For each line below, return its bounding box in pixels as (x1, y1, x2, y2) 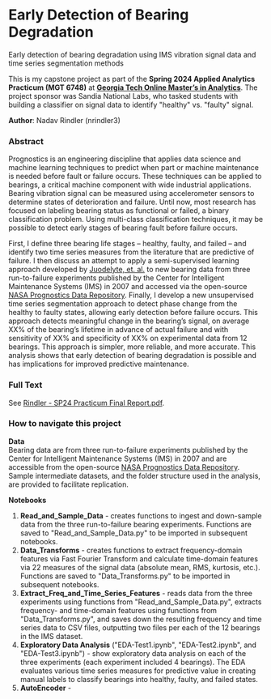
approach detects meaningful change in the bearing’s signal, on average (8, 316, 250, 326)
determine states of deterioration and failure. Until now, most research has (8, 197, 256, 207)
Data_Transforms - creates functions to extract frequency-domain (19, 545, 243, 555)
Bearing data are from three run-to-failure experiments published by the (8, 445, 248, 454)
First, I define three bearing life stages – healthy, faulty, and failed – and (8, 239, 247, 249)
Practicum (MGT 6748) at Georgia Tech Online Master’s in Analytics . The (8, 83, 258, 92)
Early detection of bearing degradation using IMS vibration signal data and (8, 49, 256, 59)
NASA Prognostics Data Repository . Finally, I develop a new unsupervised (8, 290, 255, 300)
